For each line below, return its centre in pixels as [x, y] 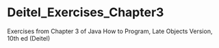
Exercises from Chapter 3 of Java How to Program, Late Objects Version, [110, 31]
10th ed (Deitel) [29, 38]
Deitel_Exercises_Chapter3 [86, 13]
